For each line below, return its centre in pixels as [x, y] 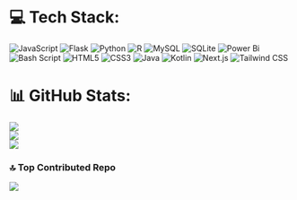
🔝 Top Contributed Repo [63, 167]
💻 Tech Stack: [65, 17]
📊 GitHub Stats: [70, 96]
